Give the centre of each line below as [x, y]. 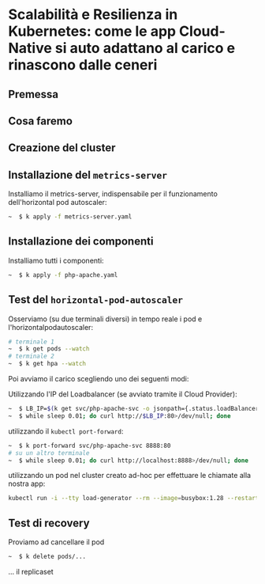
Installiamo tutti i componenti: [56, 260]
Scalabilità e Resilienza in [93, 15]
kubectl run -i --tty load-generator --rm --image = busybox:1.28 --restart [134, 499]
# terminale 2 [32, 356]
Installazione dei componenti [81, 242]
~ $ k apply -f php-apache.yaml [63, 275]
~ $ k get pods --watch [49, 349]
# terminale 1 [32, 342]
